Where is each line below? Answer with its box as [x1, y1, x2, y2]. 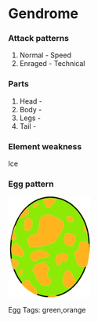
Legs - [19, 113, 42, 123]
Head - [19, 96, 43, 106]
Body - [19, 104, 42, 114]
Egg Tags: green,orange [8, 306, 86, 315]
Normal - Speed [19, 50, 72, 60]
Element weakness [8, 141, 82, 152]
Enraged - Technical [19, 59, 85, 68]
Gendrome [8, 5, 78, 23]
